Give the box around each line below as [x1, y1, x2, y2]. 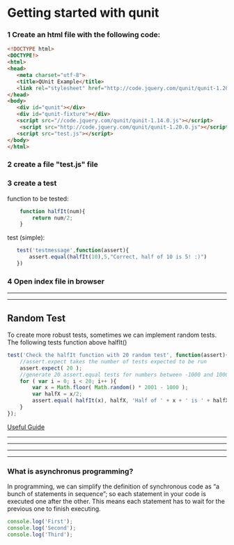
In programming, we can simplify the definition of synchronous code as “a [7, 482, 220, 490]
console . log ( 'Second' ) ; [7, 524, 77, 532]
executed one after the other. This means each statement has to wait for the [7, 497, 225, 506]
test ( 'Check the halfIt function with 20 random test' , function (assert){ [7, 351, 229, 359]
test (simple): [7, 233, 45, 242]
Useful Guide [7, 423, 45, 431]
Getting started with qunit [7, 5, 159, 21]
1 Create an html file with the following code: [7, 30, 161, 40]
